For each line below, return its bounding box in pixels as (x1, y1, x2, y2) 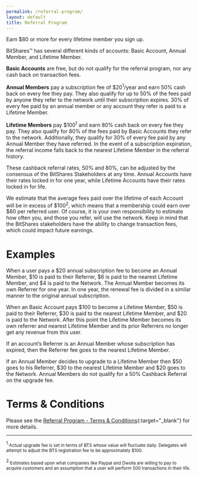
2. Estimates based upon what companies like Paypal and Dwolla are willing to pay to (6, 457, 177, 466)
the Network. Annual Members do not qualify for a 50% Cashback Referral (6, 371, 187, 378)
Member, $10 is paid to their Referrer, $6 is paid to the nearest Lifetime (6, 273, 178, 281)
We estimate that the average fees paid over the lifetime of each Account (6, 194, 184, 202)
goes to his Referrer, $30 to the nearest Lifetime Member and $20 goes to (6, 364, 186, 371)
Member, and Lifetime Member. (6, 54, 82, 61)
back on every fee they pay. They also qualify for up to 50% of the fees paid (6, 90, 192, 98)
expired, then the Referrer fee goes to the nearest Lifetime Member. (6, 346, 170, 353)
